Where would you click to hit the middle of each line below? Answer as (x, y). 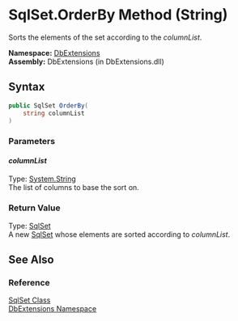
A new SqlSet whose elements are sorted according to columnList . (119, 234)
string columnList (54, 113)
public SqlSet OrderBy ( (49, 106)
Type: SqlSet (30, 226)
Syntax (27, 87)
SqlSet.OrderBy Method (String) (118, 15)
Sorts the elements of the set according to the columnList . (105, 37)
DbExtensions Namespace (53, 309)
